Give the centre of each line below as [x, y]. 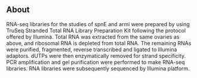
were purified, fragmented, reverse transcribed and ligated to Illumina [92, 49]
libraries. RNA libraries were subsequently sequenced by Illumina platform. [98, 68]
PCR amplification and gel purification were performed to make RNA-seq [96, 62]
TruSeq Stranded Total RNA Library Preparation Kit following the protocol [96, 30]
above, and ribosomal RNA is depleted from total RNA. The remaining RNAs [99, 43]
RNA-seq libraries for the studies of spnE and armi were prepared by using [98, 24]
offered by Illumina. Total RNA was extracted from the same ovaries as [93, 37]
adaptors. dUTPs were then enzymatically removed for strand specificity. [96, 55]
